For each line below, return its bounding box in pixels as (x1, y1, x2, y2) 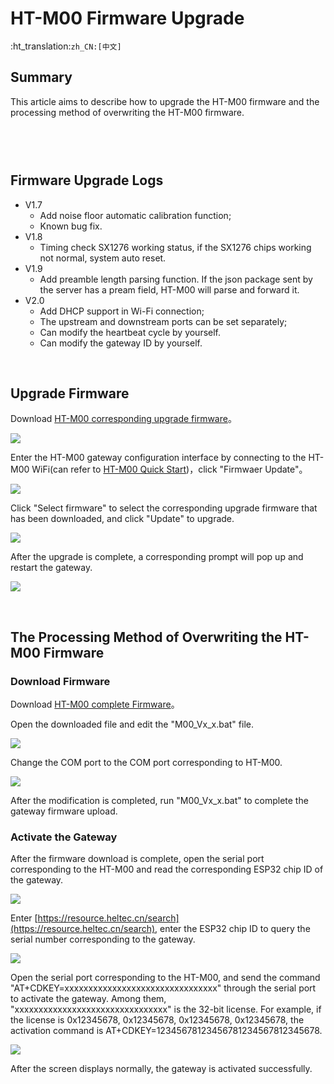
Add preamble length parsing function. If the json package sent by (39, 273, 313, 285)
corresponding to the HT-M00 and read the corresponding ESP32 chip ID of (10, 863, 324, 876)
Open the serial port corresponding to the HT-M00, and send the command (10, 972, 321, 984)
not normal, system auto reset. (39, 252, 167, 264)
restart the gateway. (10, 562, 93, 574)
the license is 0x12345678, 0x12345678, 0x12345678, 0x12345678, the (10, 1014, 305, 1026)
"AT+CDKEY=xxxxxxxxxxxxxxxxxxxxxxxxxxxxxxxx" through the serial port (10, 982, 317, 994)
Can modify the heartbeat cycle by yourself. (39, 326, 222, 338)
